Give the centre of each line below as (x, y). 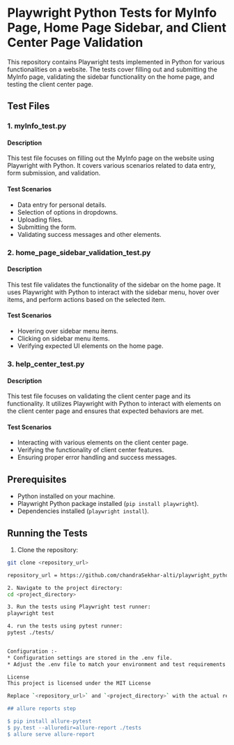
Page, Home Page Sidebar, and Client (117, 28)
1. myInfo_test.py (37, 126)
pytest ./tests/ (31, 633)
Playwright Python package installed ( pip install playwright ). (108, 504)
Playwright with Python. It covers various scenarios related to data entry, (111, 166)
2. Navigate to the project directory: (65, 588)
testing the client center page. (50, 84)
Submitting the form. (47, 227)
